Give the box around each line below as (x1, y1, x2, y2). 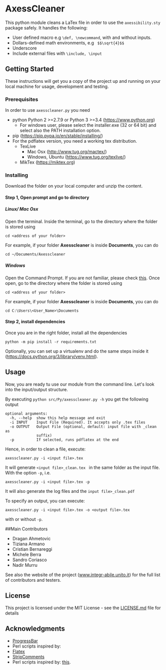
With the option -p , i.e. (5, 469, 51, 475)
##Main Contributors (5, 526, 48, 532)
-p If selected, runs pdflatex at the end (9, 437, 119, 442)
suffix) (36, 433, 52, 438)
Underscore (12, 45, 37, 51)
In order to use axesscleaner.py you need (5, 107, 90, 113)
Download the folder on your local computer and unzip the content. (5, 183, 143, 189)
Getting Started (5, 65, 54, 73)
